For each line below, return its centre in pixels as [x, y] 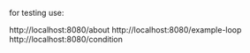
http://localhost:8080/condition [66, 39]
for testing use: [37, 13]
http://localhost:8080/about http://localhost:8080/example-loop [125, 30]
